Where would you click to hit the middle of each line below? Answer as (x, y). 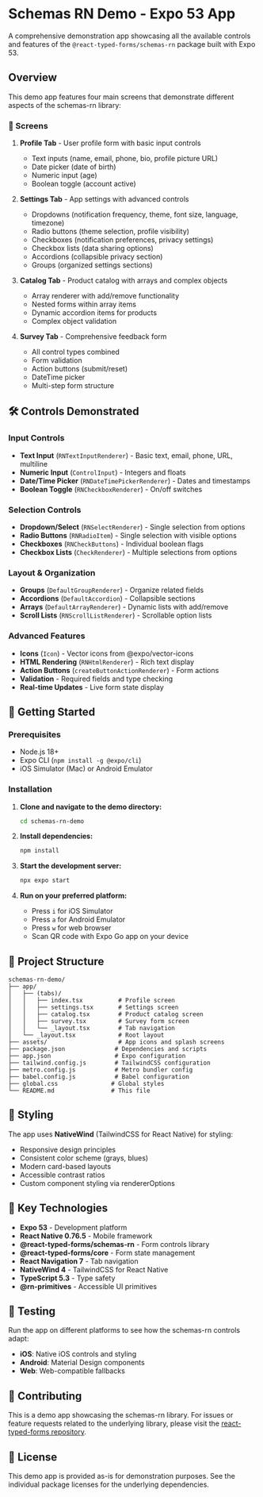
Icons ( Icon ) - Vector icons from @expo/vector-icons (107, 653)
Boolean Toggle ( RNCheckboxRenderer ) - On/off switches (111, 489)
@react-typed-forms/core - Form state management (107, 1253)
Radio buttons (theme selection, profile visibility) (111, 232)
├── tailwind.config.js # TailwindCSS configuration (110, 1063)
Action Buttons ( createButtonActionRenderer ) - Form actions (119, 670)
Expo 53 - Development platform (73, 1227)
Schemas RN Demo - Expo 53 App (122, 14)
